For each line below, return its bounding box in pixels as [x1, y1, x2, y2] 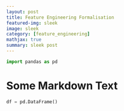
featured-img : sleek [6, 20, 58, 26]
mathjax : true [6, 37, 42, 43]
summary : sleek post [6, 43, 58, 49]
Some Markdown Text [6, 79, 118, 92]
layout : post [6, 8, 39, 15]
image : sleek [6, 25, 39, 32]
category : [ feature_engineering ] [6, 31, 90, 37]
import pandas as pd [6, 58, 58, 65]
